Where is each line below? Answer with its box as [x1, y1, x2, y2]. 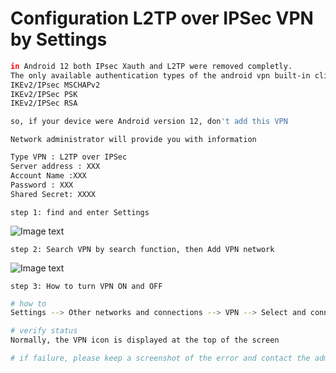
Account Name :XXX [10, 170, 87, 181]
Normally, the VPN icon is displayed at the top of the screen [10, 335, 280, 346]
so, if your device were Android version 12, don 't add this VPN [10, 117, 288, 127]
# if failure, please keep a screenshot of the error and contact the [10, 353, 311, 364]
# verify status [10, 326, 78, 336]
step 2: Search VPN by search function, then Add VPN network [10, 244, 275, 254]
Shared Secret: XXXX [10, 189, 97, 199]
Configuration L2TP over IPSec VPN [10, 7, 314, 30]
